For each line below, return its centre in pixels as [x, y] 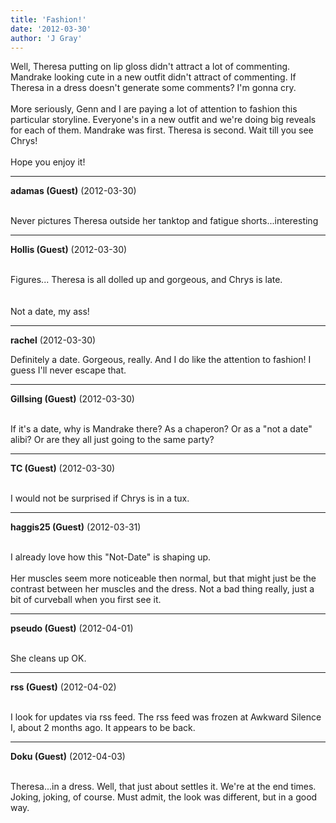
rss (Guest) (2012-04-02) [63, 687]
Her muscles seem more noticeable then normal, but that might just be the [163, 578]
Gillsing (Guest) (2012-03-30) [72, 399]
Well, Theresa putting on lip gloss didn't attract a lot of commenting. [150, 67]
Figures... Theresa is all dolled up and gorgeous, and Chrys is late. [146, 280]
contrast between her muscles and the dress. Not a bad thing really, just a [162, 589]
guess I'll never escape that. [68, 370]
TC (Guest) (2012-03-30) [63, 468]
